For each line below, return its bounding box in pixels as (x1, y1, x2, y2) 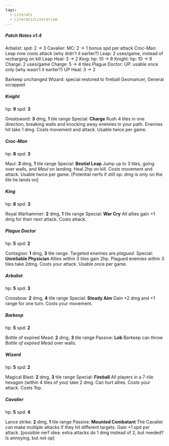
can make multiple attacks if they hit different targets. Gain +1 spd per (5, 424, 150, 430)
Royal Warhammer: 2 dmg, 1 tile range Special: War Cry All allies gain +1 (5, 211, 155, 217)
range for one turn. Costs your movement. (5, 301, 93, 307)
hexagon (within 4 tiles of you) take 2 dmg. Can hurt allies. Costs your (5, 379, 150, 385)
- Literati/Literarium (10, 17, 58, 22)
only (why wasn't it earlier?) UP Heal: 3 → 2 (5, 67, 96, 73)
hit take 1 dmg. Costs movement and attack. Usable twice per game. (5, 127, 147, 133)
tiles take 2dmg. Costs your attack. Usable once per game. (5, 261, 127, 267)
